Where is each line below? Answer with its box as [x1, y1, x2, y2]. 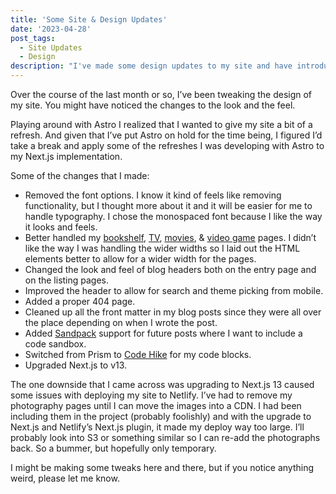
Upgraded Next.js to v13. [24, 359, 128, 371]
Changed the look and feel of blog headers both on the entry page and [24, 264, 317, 275]
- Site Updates [19, 42, 83, 53]
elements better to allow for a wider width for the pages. [24, 253, 257, 265]
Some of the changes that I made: [10, 170, 150, 181]
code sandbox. [24, 338, 87, 350]
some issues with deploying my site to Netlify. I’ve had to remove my [10, 389, 293, 401]
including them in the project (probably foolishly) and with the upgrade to [10, 411, 312, 422]
